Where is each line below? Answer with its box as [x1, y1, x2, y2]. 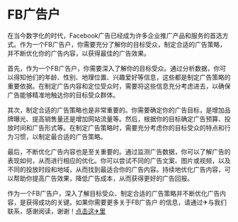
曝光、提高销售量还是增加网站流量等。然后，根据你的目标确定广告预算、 [13, 114, 225, 123]
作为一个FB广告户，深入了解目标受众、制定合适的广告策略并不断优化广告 [7, 189, 220, 197]
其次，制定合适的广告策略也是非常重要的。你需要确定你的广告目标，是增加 [7, 106, 225, 114]
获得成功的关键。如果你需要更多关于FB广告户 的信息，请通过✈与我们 [25, 198, 227, 206]
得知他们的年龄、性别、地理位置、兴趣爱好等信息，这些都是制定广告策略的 [13, 72, 231, 82]
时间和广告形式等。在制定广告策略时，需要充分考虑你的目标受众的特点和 [13, 123, 225, 132]
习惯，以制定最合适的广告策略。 [13, 132, 107, 140]
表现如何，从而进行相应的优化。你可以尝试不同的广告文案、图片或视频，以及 [7, 156, 231, 165]
